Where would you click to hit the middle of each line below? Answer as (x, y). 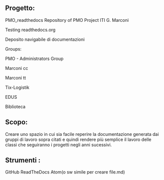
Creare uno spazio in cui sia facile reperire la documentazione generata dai (82, 134)
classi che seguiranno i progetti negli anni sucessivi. (58, 145)
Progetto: (20, 8)
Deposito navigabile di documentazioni (45, 39)
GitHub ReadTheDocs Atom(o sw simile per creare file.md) (65, 172)
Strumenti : (23, 160)
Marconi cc (17, 68)
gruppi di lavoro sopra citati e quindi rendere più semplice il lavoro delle (78, 139)
